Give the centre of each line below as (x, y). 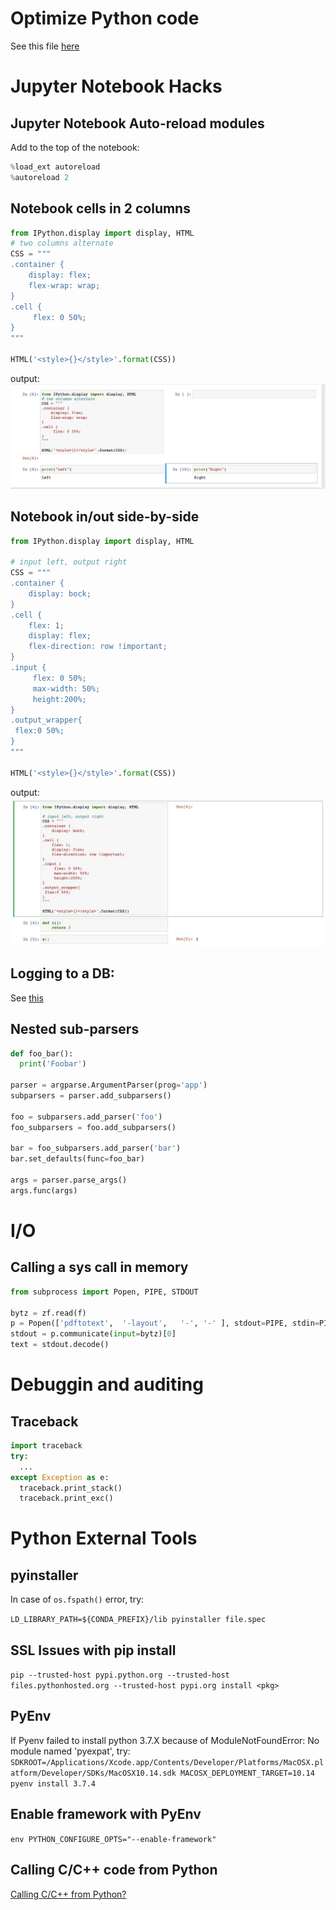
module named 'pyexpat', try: (70, 1751)
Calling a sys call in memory (99, 1267)
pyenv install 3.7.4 (53, 1783)
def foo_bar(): (42, 1053)
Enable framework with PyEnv (106, 1814)
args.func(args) (44, 1190)
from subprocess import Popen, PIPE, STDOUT (104, 1292)
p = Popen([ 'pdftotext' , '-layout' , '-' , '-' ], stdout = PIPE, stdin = (165, 1323)
